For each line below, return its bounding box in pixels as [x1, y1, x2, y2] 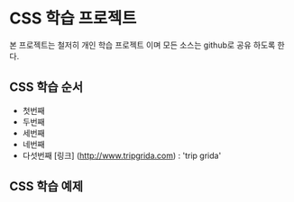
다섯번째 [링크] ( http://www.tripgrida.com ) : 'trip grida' [22, 150, 222, 161]
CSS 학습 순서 [9, 80, 84, 95]
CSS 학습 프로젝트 [9, 8, 137, 29]
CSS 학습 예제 [9, 179, 84, 194]
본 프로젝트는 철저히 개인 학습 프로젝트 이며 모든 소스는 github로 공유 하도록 [9, 40, 276, 50]
